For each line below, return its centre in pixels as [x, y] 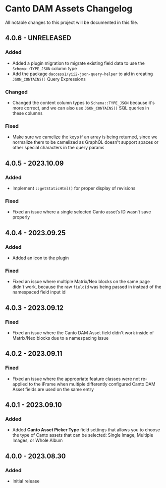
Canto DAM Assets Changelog [69, 9]
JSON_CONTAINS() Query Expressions [49, 79]
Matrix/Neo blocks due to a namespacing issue [60, 338]
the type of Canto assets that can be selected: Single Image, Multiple [83, 435]
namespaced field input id [39, 292]
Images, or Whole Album [37, 440]
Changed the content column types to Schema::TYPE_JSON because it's [83, 102]
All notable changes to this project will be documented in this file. [72, 22]
